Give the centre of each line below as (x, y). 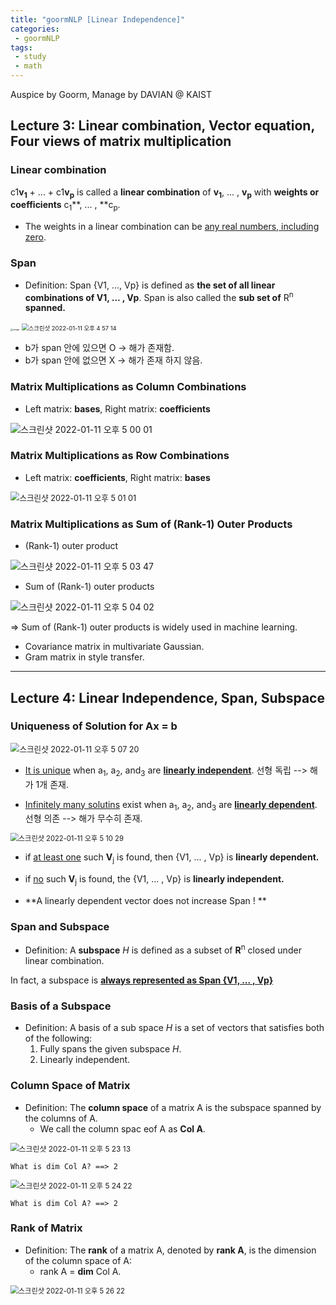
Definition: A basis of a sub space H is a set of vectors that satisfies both (174, 1028)
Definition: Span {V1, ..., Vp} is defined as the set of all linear (150, 285)
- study (30, 57)
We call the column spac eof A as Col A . (122, 1128)
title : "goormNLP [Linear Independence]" (98, 19)
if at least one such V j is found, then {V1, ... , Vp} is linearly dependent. (172, 858)
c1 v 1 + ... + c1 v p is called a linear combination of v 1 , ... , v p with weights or (165, 193)
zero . (35, 237)
